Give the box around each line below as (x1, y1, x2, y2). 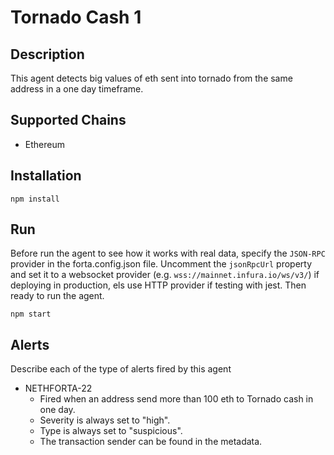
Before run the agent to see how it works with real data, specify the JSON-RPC (10, 247, 326, 260)
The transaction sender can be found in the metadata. (39, 436, 263, 448)
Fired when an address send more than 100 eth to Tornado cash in (39, 393, 314, 405)
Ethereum (24, 138, 65, 150)
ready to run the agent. (10, 290, 105, 302)
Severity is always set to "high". (39, 414, 171, 426)
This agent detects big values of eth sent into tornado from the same (10, 72, 293, 84)
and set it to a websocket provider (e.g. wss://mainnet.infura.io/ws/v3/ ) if (10, 269, 320, 281)
